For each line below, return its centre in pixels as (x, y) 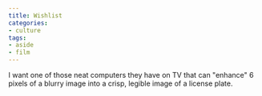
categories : (28, 23)
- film (19, 52)
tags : (17, 38)
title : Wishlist (35, 15)
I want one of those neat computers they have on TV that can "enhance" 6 (131, 75)
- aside (21, 45)
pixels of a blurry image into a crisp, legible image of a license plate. (121, 83)
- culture (25, 30)
